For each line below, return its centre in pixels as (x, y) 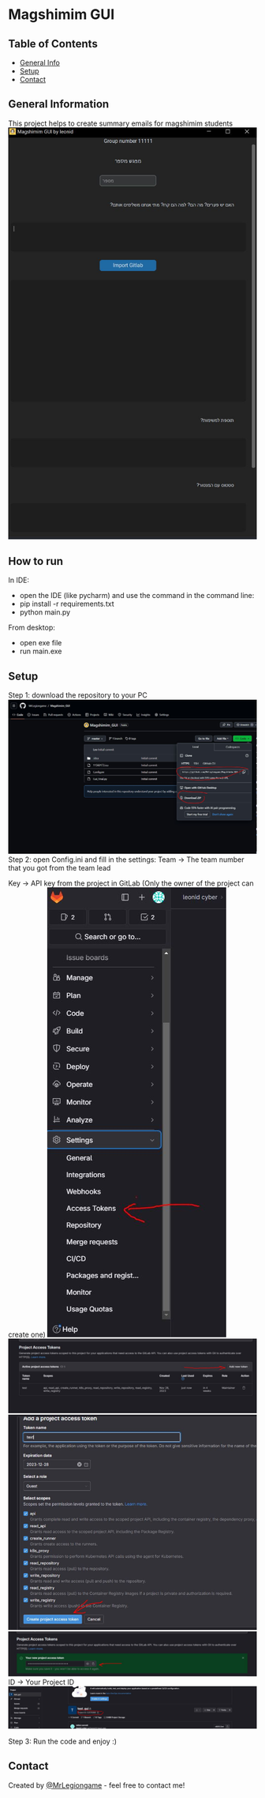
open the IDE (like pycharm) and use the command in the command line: (137, 596)
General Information (59, 104)
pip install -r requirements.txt (67, 604)
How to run (36, 561)
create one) (27, 1334)
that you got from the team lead (60, 867)
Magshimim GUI (62, 15)
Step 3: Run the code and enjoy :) (62, 1741)
